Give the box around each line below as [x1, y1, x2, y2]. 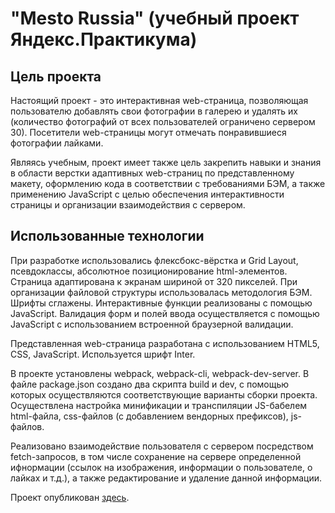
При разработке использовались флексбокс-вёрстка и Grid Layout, [10, 254, 299, 266]
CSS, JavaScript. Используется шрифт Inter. [10, 348, 196, 360]
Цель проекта [10, 68, 102, 85]
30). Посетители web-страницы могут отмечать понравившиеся [10, 127, 287, 138]
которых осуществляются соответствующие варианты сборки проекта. [10, 388, 318, 401]
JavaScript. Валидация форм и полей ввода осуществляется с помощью [10, 307, 320, 319]
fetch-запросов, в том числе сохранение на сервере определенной [10, 450, 302, 462]
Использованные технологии [10, 228, 205, 245]
